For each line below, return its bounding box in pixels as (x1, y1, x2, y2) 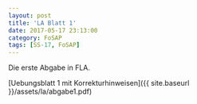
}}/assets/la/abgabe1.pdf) (8, 87, 93, 96)
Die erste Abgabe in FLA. (8, 63, 90, 72)
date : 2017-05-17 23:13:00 (8, 26, 98, 34)
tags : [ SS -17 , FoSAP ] (8, 41, 81, 49)
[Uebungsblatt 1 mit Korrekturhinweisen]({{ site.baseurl (8, 79, 190, 88)
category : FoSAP (8, 33, 62, 42)
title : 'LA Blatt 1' (8, 19, 77, 27)
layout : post (8, 11, 52, 20)
